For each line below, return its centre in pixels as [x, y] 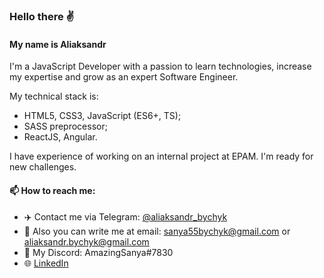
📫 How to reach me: [52, 190]
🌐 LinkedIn [46, 263]
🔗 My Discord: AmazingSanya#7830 [98, 253]
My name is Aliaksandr [58, 44]
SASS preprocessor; [65, 126]
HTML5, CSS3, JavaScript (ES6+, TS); [102, 116]
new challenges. [43, 167]
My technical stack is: [54, 96]
